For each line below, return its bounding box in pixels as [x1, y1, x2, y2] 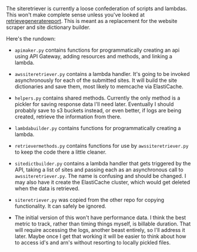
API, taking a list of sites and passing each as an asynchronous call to [14, 166, 183, 173]
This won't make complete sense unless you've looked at [6, 11, 145, 18]
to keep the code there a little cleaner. [14, 148, 107, 155]
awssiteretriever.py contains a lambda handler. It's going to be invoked [14, 71, 190, 77]
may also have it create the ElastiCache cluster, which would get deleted [14, 179, 191, 185]
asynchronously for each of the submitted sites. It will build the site [14, 77, 178, 84]
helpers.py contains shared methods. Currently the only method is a [14, 94, 181, 101]
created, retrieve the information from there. [14, 113, 122, 120]
